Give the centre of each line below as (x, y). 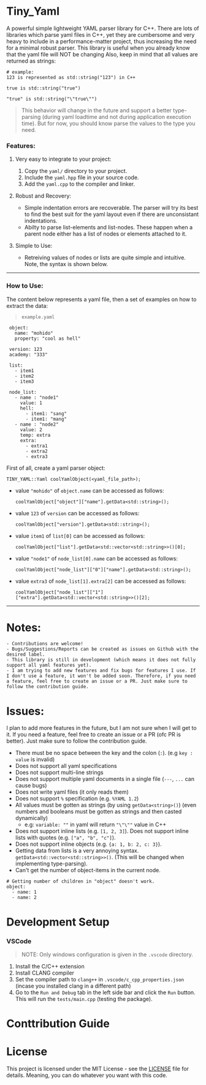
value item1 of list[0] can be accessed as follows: (80, 535)
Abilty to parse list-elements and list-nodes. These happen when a (109, 228)
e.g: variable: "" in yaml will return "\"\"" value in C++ (95, 825)
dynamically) (31, 818)
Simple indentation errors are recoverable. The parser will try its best (111, 208)
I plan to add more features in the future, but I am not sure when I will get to (102, 728)
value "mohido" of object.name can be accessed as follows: (90, 490)
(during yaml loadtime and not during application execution (116, 117)
